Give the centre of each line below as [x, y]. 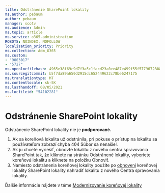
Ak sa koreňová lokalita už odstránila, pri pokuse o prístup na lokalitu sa [85, 139]
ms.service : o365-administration [39, 37]
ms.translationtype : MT [29, 78]
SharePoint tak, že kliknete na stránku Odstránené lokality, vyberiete [81, 155]
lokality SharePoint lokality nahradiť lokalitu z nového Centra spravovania [86, 170]
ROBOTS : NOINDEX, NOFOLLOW [33, 42]
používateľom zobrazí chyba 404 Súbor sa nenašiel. [65, 144]
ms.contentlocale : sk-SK [30, 83]
